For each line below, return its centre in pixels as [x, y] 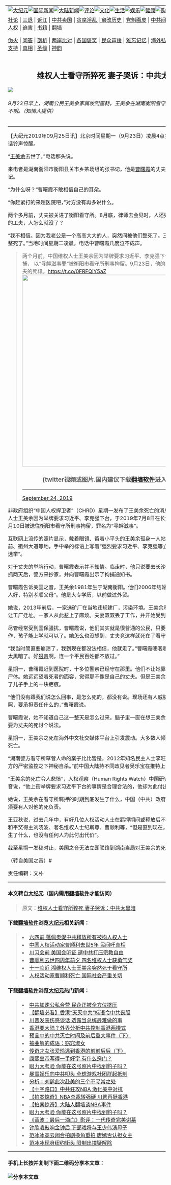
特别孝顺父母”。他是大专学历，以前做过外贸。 [78, 595]
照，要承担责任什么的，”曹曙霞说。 [49, 705]
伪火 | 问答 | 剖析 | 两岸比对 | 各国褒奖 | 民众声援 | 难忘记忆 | [79, 40]
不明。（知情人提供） [32, 111]
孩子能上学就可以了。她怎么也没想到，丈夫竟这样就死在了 [87, 636]
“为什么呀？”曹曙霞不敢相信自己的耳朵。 [56, 190]
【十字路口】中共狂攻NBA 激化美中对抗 [76, 1089]
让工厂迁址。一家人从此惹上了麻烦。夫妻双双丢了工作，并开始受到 [87, 615]
